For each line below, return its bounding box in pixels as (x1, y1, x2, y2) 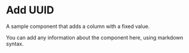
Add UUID (6, 3, 54, 17)
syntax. (6, 40, 24, 47)
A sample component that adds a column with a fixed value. (6, 23, 150, 30)
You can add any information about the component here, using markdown (6, 34, 184, 41)
